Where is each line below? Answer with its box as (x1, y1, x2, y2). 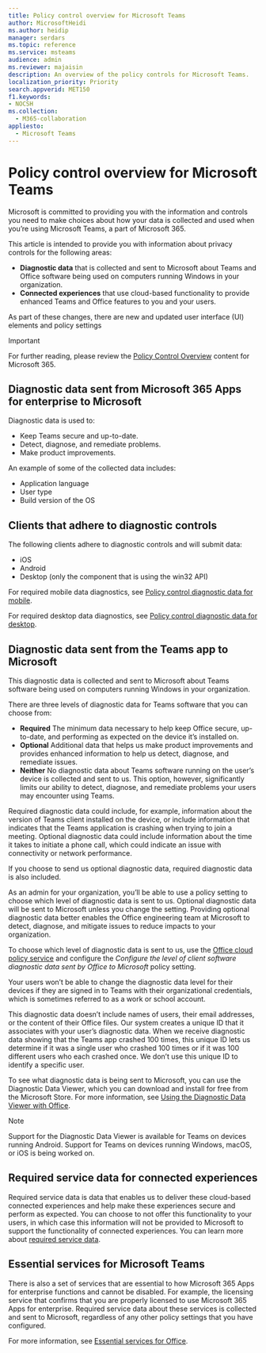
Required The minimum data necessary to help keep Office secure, (19, 723, 240, 733)
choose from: (8, 708, 52, 718)
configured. (8, 1320, 46, 1330)
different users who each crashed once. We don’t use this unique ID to (8, 1052, 239, 1061)
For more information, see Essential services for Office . (8, 1336, 188, 1345)
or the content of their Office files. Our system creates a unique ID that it (8, 1018, 244, 1027)
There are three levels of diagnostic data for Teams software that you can (8, 699, 248, 709)
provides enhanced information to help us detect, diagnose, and (19, 749, 230, 758)
